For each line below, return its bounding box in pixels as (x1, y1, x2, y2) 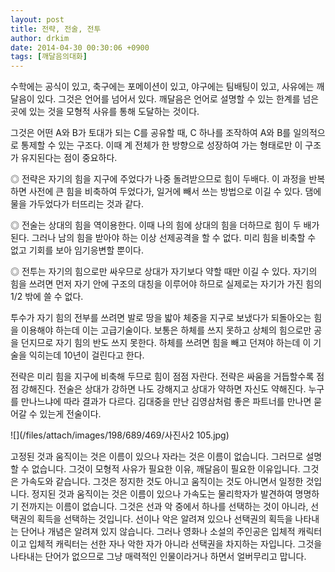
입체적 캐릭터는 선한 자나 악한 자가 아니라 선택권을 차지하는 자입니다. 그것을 (28, 538, 323, 550)
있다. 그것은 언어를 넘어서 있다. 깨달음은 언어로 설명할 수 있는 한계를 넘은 (36, 93, 320, 105)
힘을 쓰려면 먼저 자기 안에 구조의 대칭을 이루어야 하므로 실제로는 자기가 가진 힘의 (10, 278, 323, 290)
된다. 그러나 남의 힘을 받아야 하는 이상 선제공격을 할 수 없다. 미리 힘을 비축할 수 (10, 232, 317, 244)
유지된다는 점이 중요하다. (20, 152, 118, 164)
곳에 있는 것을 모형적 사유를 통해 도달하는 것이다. (10, 106, 200, 118)
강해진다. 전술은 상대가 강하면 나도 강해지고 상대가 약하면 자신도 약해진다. (20, 383, 307, 395)
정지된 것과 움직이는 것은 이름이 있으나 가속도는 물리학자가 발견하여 (31, 488, 293, 500)
